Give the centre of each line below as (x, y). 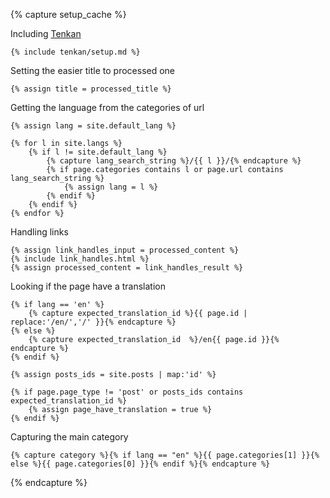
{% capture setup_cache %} (68, 14)
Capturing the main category (69, 437)
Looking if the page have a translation (88, 286)
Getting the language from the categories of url (107, 107)
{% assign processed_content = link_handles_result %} (127, 268)
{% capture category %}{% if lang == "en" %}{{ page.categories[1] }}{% (165, 455)
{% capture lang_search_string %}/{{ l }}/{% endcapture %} (174, 161)
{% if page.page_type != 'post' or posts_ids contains (127, 392)
